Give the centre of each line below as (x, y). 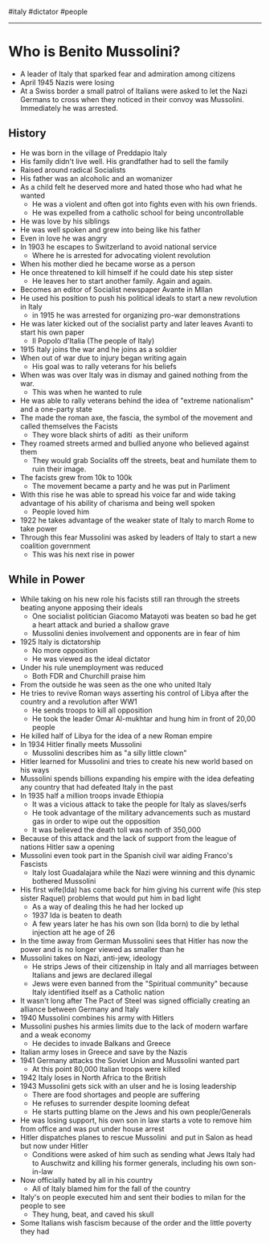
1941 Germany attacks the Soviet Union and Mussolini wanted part (129, 1060)
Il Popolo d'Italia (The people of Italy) (93, 340)
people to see (43, 1205)
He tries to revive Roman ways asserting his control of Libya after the (134, 693)
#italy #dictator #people (48, 12)
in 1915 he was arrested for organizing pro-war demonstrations (136, 315)
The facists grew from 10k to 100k (76, 477)
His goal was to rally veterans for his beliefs (104, 366)
